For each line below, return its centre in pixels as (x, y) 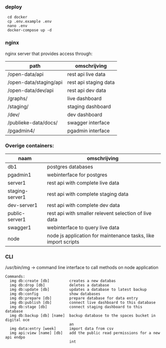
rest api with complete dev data (83, 205)
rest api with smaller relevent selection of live (99, 213)
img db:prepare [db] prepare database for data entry (74, 298)
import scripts (63, 242)
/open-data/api (25, 74)
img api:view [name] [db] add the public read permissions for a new (85, 333)
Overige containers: (30, 145)
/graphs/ (18, 98)
